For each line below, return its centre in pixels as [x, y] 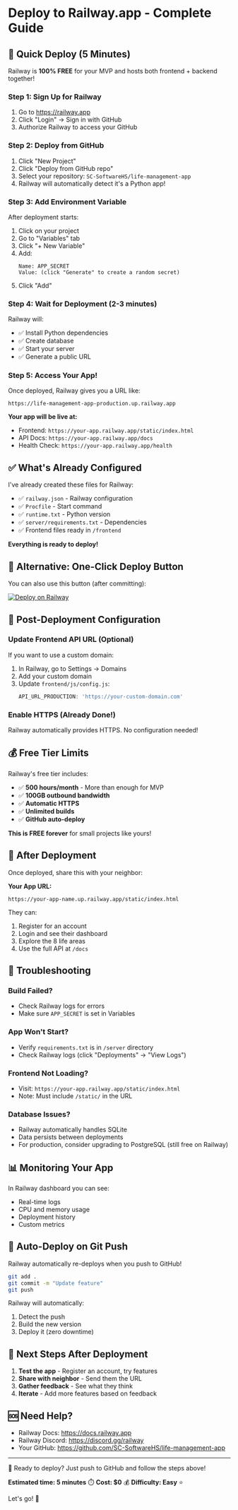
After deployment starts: [43, 217]
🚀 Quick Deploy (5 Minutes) [70, 54]
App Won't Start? [38, 1032]
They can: [23, 912]
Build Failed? [30, 990]
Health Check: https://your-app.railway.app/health [95, 446]
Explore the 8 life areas [52, 941]
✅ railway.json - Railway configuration [76, 499]
